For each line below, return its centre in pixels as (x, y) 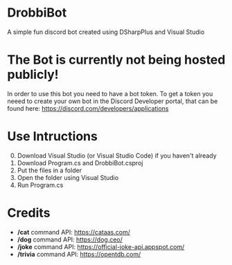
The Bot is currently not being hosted (116, 60)
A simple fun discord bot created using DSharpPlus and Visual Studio (106, 32)
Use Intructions (53, 137)
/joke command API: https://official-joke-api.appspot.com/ (101, 246)
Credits (29, 213)
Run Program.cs (40, 185)
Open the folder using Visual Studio (68, 177)
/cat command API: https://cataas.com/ (73, 232)
